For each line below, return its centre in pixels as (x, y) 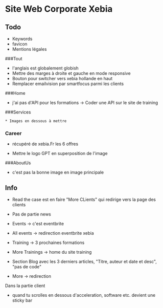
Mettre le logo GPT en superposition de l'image (60, 154)
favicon (20, 44)
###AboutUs (18, 163)
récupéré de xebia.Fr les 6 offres (45, 144)
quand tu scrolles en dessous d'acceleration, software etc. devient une (84, 295)
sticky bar (22, 300)
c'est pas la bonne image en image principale (58, 173)
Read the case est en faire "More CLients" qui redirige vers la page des (84, 199)
